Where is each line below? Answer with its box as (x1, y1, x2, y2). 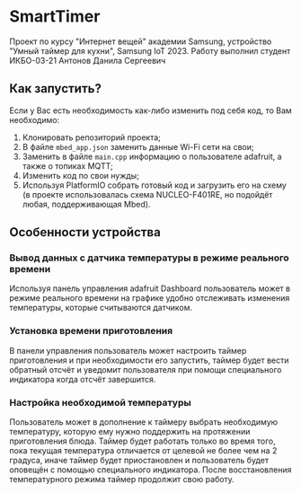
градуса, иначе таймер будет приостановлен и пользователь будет (9, 455, 270, 466)
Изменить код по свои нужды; (22, 170, 139, 180)
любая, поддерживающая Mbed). (22, 198, 151, 209)
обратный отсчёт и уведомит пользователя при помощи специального (9, 364, 282, 374)
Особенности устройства (9, 224, 162, 240)
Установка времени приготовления (9, 325, 173, 338)
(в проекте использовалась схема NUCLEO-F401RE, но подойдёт (22, 189, 273, 199)
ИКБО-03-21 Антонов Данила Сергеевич (9, 55, 166, 66)
